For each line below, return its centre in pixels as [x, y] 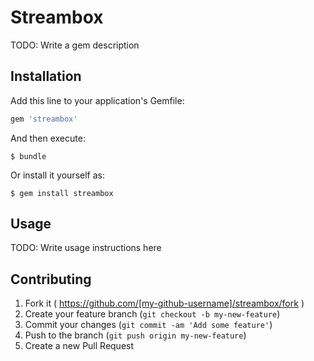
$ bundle [28, 156]
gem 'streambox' [44, 119]
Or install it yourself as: [57, 175]
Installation [46, 76]
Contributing [51, 279]
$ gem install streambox [62, 193]
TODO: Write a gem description [75, 45]
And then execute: [48, 138]
